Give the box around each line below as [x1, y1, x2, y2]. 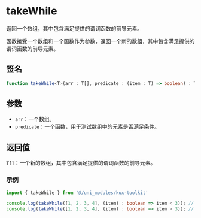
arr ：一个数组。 [14, 116, 55, 123]
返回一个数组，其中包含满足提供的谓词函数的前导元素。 [6, 25, 142, 32]
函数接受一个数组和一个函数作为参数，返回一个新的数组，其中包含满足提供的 [6, 37, 195, 44]
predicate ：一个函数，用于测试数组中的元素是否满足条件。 [14, 123, 160, 130]
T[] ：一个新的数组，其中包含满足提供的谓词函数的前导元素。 [6, 159, 156, 166]
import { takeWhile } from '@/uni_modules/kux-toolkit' [6, 190, 148, 196]
